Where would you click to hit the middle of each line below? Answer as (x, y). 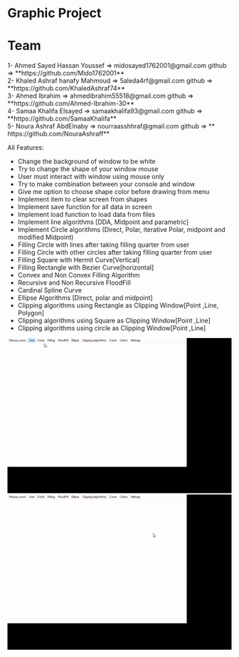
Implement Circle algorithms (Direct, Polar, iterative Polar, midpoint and (121, 230)
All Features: (26, 148)
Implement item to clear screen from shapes (83, 199)
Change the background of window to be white (87, 161)
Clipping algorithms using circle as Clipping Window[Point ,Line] (112, 328)
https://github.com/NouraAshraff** (59, 134)
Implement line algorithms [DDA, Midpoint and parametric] (103, 222)
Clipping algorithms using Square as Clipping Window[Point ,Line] (114, 321)
